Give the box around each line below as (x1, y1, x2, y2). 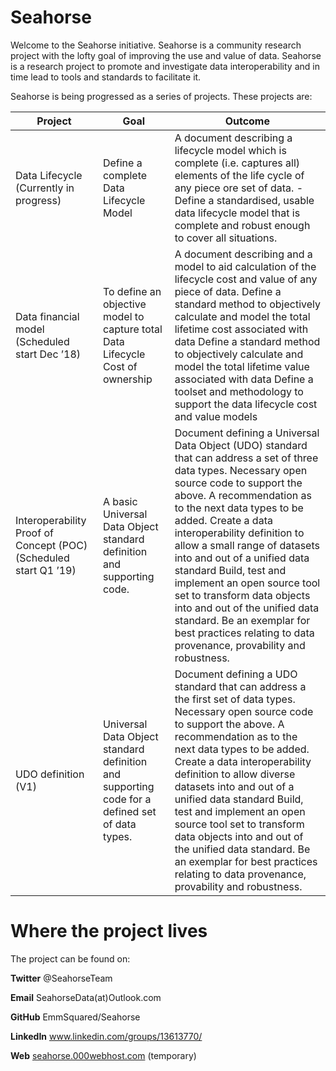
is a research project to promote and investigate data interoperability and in (10, 60, 320, 72)
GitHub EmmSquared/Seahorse (10, 1011, 141, 1023)
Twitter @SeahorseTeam (10, 972, 113, 984)
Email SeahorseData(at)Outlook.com (10, 991, 162, 1003)
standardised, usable (216, 193, 315, 207)
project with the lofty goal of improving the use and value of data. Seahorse (10, 49, 322, 61)
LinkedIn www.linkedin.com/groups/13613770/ (10, 1030, 203, 1042)
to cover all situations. (174, 231, 278, 245)
